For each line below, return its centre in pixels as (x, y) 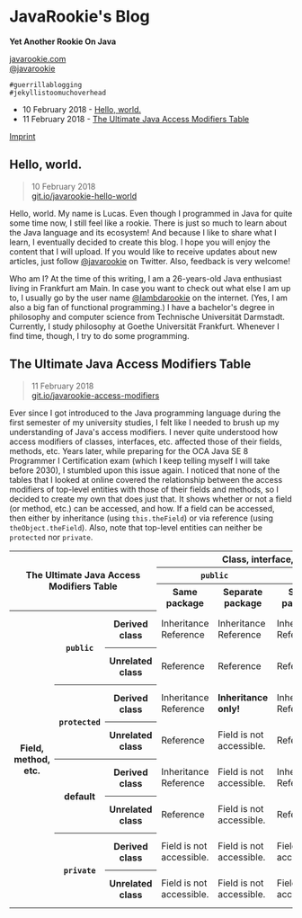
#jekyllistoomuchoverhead (58, 93)
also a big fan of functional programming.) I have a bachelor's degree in (142, 307)
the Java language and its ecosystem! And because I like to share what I (143, 232)
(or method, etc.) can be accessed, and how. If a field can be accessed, (142, 508)
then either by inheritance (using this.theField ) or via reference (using (142, 518)
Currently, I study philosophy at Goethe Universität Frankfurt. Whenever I (145, 326)
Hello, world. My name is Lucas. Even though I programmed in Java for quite (151, 213)
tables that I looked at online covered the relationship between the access (146, 479)
